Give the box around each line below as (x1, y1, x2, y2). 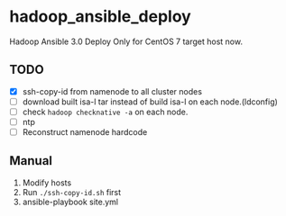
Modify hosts (22, 177, 72, 188)
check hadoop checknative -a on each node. (22, 106, 189, 117)
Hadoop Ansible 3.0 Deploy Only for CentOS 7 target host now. (9, 36, 244, 47)
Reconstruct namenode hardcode (22, 127, 148, 137)
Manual (9, 153, 52, 168)
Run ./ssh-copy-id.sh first (22, 186, 122, 197)
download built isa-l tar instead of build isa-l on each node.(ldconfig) (22, 96, 278, 107)
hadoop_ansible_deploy (9, 6, 191, 27)
